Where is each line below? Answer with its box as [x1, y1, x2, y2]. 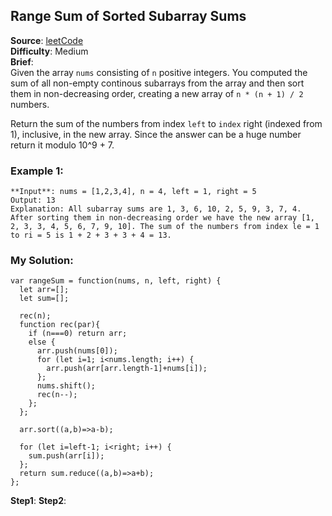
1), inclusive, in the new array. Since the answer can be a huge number [10, 128, 302, 140]
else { [28, 337, 56, 348]
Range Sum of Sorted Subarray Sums [10, 8, 247, 25]
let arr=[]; [19, 285, 70, 295]
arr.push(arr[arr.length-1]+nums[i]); [46, 364, 208, 374]
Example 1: [10, 164, 64, 178]
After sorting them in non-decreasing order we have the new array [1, [10, 213, 315, 223]
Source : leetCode [10, 34, 84, 46]
